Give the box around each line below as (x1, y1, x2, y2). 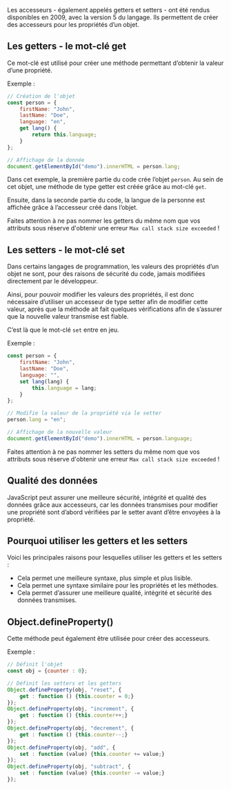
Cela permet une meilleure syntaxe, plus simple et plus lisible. (17, 574, 193, 582)
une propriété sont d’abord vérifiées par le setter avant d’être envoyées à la (7, 508, 221, 516)
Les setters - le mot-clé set (7, 244, 125, 256)
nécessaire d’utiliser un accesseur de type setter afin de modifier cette (7, 298, 208, 306)
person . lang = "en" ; (7, 417, 67, 423)
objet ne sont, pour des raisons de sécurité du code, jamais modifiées (7, 270, 205, 278)
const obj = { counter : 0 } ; (7, 668, 88, 675)
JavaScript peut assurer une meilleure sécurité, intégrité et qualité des (7, 493, 207, 501)
